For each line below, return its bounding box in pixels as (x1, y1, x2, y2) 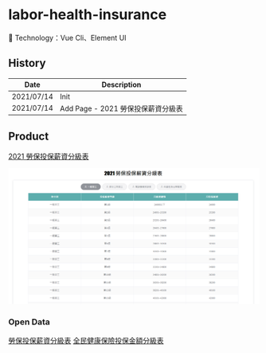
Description (101, 80, 142, 89)
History (8, 57, 46, 70)
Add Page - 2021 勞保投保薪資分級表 (59, 104, 183, 113)
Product (8, 129, 49, 143)
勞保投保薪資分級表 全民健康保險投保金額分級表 (8, 335, 164, 345)
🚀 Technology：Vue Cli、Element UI (8, 33, 127, 42)
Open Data (8, 316, 50, 328)
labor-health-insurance (8, 6, 167, 24)
